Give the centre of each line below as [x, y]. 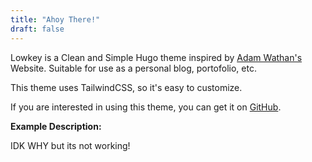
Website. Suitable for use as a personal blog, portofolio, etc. [133, 68]
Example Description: [56, 126]
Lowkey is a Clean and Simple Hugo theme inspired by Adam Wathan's [156, 57]
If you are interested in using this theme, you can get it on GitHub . [146, 107]
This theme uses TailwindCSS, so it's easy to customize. [126, 87]
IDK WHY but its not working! [70, 145]
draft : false [37, 29]
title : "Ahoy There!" [55, 19]
